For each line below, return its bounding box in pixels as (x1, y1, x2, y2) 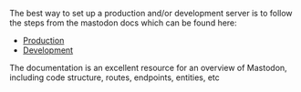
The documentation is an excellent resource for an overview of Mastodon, (9, 63, 287, 73)
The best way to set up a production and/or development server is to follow (9, 8, 294, 18)
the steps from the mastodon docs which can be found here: (9, 17, 237, 28)
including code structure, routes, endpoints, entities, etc (9, 72, 221, 83)
